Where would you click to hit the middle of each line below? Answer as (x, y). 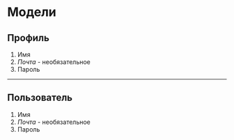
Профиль (29, 38)
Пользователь (40, 98)
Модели (32, 12)
